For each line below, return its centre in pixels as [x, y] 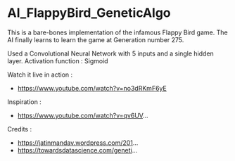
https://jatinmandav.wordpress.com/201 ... [78, 143]
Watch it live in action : [40, 75]
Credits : [20, 129]
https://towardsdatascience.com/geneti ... [77, 150]
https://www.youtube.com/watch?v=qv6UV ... [83, 115]
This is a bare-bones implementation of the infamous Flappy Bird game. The [118, 32]
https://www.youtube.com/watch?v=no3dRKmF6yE [92, 88]
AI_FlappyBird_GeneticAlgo [89, 13]
